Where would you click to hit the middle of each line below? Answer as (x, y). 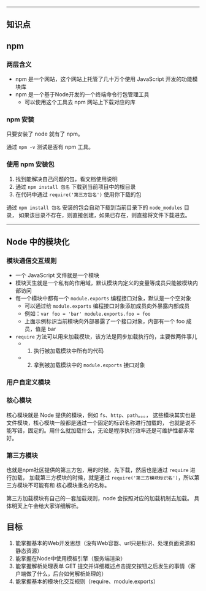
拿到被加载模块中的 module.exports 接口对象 (89, 365)
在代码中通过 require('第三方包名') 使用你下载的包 (78, 194)
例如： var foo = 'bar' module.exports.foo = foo (87, 314)
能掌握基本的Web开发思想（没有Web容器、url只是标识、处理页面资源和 (105, 543)
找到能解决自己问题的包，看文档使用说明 (66, 179)
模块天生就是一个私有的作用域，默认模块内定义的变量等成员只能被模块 (104, 283)
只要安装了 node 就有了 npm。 (45, 134)
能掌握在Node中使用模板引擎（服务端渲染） (71, 558)
